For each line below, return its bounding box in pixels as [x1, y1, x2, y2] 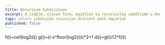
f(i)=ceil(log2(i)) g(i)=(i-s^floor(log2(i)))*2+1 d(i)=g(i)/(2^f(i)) [5, 34, 126, 40]
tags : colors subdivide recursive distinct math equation [5, 16, 126, 21]
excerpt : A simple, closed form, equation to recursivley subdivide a [5, 12, 153, 17]
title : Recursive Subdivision [5, 7, 67, 12]
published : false [5, 21, 41, 26]
